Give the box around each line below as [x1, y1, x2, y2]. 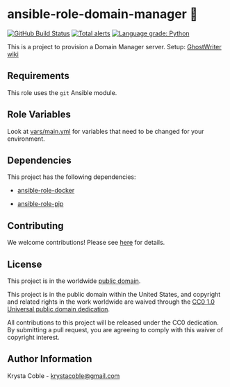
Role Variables [7, 109, 71, 121]
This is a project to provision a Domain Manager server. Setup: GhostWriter [7, 42, 222, 51]
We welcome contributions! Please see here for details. [7, 239, 165, 247]
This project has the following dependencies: [7, 173, 136, 181]
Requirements [7, 70, 69, 82]
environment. [7, 135, 45, 143]
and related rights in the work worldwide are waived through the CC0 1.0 [7, 298, 215, 306]
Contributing [7, 220, 64, 232]
